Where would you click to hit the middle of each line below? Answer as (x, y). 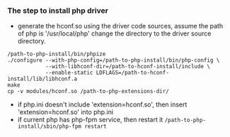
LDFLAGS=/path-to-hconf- (133, 73)
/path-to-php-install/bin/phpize (57, 54)
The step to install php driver (58, 11)
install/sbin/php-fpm (49, 126)
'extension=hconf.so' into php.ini (65, 112)
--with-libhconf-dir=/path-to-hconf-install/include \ (128, 67)
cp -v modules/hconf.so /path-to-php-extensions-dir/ (88, 92)
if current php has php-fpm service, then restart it (90, 120)
